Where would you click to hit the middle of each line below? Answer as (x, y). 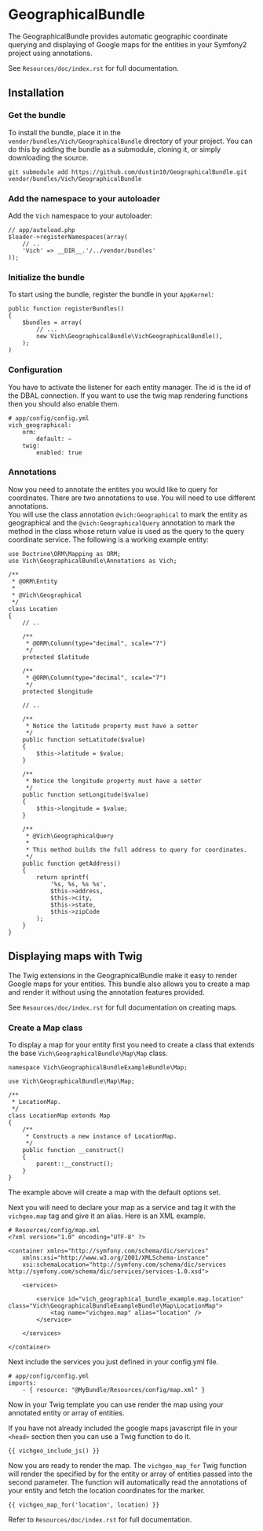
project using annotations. (50, 53)
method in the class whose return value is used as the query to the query (126, 531)
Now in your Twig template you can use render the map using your (116, 1404)
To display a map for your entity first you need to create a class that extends (131, 1044)
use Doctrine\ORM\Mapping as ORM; (65, 554)
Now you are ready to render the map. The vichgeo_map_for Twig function (128, 1465)
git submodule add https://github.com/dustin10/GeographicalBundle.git (128, 172)
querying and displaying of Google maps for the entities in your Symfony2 (128, 44)
